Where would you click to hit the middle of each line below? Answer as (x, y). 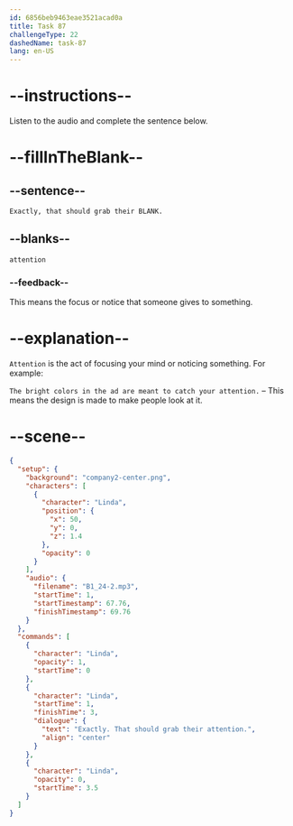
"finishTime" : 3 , (66, 713)
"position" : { (68, 511)
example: (26, 373)
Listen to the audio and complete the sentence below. (109, 121)
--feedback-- (39, 283)
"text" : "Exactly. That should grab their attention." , (149, 729)
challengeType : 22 (44, 34)
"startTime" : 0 (62, 670)
